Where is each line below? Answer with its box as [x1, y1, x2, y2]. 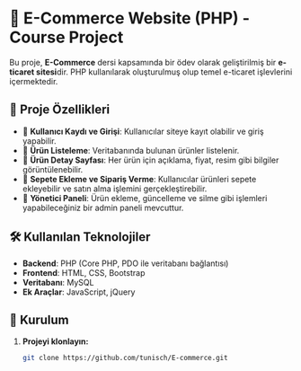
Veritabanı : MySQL [22, 277, 94, 287]
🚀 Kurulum [9, 312, 69, 327]
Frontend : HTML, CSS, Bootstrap [22, 267, 146, 278]
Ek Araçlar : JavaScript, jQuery [22, 287, 136, 297]
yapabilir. [22, 135, 57, 146]
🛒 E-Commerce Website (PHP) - [9, 8, 250, 29]
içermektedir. [9, 75, 58, 86]
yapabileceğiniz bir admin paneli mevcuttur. [22, 202, 184, 213]
